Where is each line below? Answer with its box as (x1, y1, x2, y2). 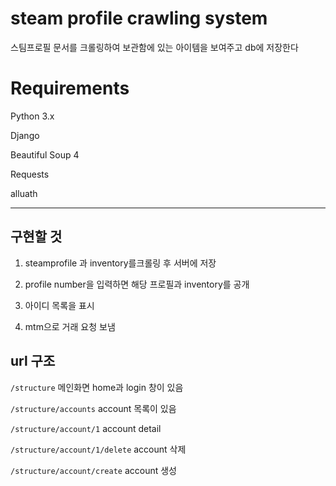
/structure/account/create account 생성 (10, 464, 178, 476)
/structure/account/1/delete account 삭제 (10, 443, 187, 455)
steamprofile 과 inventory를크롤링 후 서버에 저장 (24, 257, 217, 269)
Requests (10, 168, 50, 180)
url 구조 (10, 353, 56, 370)
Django (10, 129, 40, 141)
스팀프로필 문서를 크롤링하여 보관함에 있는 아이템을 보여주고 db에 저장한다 (10, 41, 299, 53)
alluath (10, 187, 38, 199)
